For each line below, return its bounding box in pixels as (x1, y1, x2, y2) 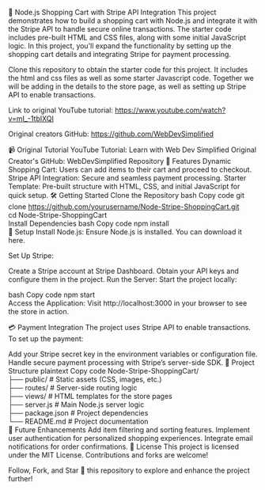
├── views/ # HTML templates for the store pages (8, 392, 172, 401)
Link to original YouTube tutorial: (8, 105, 113, 115)
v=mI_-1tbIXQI (8, 114, 54, 123)
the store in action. (8, 307, 70, 316)
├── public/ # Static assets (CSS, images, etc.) (8, 374, 162, 384)
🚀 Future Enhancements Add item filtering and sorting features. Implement (8, 425, 251, 435)
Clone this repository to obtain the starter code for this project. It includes (8, 65, 248, 74)
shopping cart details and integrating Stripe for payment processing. (8, 50, 232, 59)
